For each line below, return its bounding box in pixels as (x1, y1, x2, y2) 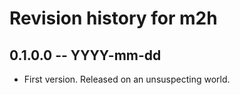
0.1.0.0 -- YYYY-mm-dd (9, 47, 162, 64)
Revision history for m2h (9, 7, 218, 30)
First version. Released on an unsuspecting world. (23, 73, 231, 85)
